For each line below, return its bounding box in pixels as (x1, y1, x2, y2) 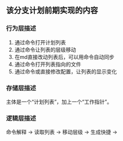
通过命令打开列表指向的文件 (14, 61, 82, 68)
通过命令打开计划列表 (14, 38, 66, 45)
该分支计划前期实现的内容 (6, 5, 98, 16)
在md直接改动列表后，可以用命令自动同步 (14, 53, 115, 60)
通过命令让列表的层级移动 (14, 46, 76, 53)
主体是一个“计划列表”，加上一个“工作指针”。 (6, 98, 113, 105)
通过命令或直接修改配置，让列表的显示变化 (14, 68, 117, 75)
